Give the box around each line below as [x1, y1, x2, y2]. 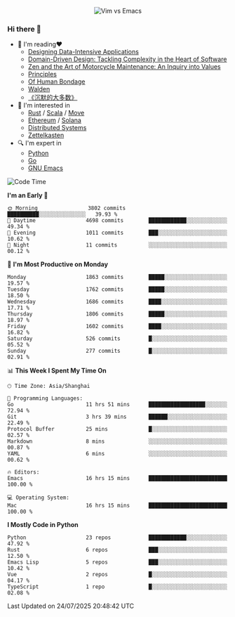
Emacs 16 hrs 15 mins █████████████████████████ [7, 475, 228, 482]
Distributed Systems [27, 124, 87, 132]
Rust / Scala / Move [27, 109, 85, 117]
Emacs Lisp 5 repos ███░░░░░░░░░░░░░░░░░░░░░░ [7, 559, 228, 566]
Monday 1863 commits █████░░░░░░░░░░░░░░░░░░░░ [7, 274, 228, 281]
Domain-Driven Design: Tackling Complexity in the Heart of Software [27, 55, 227, 63]
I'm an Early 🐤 [7, 191, 48, 200]
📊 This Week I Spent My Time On [7, 366, 107, 375]
